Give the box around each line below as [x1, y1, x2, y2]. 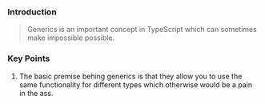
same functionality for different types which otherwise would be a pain [18, 79, 253, 90]
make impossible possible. [26, 33, 115, 42]
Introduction [7, 6, 57, 18]
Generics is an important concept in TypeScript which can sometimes [26, 25, 257, 34]
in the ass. [18, 88, 54, 98]
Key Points [7, 53, 50, 64]
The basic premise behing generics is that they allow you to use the [18, 71, 243, 81]
